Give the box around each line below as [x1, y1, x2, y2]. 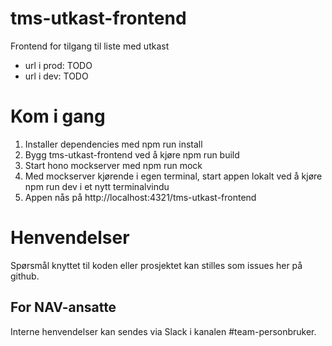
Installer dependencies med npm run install [24, 138, 203, 150]
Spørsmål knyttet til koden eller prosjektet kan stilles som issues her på [10, 259, 303, 271]
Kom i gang [10, 105, 106, 128]
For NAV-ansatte [10, 299, 117, 316]
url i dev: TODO [24, 70, 89, 82]
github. [10, 270, 40, 282]
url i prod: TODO [24, 59, 93, 71]
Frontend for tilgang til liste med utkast [10, 40, 170, 52]
